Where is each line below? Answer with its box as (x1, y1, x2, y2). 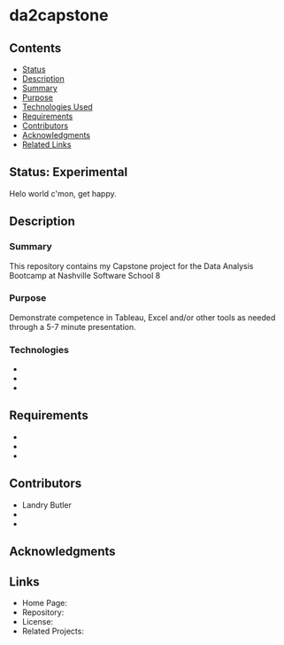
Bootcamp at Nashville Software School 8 (9, 270, 161, 280)
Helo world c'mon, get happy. (9, 188, 117, 199)
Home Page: (21, 597, 68, 608)
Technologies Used (21, 102, 93, 111)
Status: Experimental (9, 165, 128, 180)
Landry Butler (21, 499, 73, 510)
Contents (9, 41, 62, 56)
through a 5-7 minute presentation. (9, 321, 136, 332)
